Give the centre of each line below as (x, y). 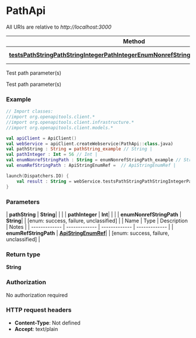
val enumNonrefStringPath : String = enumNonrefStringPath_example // (94, 160)
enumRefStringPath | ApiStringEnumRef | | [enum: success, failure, (88, 233)
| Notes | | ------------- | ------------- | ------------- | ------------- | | (90, 227)
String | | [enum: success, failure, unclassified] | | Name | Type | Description (97, 221)
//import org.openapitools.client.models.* (60, 128)
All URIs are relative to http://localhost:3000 (59, 27)
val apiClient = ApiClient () (41, 138)
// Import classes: (30, 111)
